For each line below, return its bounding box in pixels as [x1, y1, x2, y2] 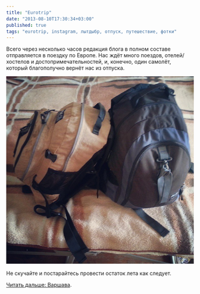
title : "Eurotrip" [6, 10, 52, 15]
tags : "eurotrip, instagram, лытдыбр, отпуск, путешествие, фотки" [6, 29, 177, 35]
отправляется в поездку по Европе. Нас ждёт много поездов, [6, 52, 164, 59]
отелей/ [164, 52, 185, 59]
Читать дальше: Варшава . [6, 282, 72, 289]
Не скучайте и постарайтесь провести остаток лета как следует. [6, 270, 171, 277]
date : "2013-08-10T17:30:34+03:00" [6, 15, 95, 22]
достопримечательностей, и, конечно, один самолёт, [35, 58, 171, 65]
